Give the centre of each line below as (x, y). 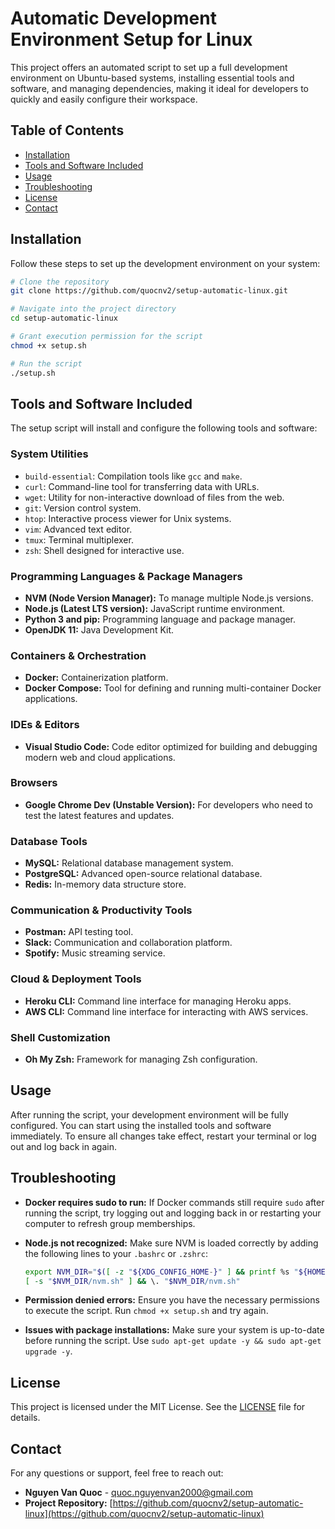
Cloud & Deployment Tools (76, 979)
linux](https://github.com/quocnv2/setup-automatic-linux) (144, 1514)
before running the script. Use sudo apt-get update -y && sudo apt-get (173, 1341)
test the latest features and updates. (99, 815)
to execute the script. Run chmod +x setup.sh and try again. (146, 1311)
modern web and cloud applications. (100, 757)
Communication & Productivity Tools (101, 910)
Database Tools (49, 841)
